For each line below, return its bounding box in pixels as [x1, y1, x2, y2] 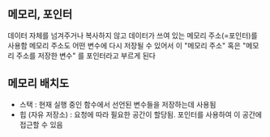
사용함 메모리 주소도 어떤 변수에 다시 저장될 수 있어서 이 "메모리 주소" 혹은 [7, 40, 241, 50]
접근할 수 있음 [19, 119, 63, 129]
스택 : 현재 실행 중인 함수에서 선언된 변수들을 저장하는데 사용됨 [19, 99, 216, 109]
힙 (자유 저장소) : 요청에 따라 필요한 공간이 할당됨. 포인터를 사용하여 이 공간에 [19, 110, 263, 119]
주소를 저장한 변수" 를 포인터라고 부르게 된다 [15, 51, 156, 60]
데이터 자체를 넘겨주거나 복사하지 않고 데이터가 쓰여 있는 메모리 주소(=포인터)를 [7, 31, 258, 40]
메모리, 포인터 [7, 7, 73, 22]
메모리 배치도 [7, 77, 70, 90]
